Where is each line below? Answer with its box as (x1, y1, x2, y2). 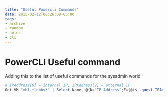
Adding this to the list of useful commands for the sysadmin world (5, 73, 141, 79)
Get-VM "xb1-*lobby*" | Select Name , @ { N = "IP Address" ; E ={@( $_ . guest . (5, 87, 155, 92)
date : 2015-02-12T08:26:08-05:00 (5, 12, 75, 17)
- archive (5, 21, 26, 26)
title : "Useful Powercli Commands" (5, 7, 79, 12)
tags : (5, 16, 16, 21)
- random (5, 26, 23, 31)
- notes (5, 30, 21, 35)
